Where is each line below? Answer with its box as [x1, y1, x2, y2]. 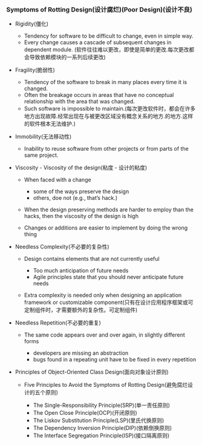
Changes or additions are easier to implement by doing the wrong [24, 224, 188, 231]
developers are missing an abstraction [33, 349, 129, 357]
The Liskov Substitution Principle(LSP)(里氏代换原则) [33, 417, 165, 424]
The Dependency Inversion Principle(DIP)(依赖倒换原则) [33, 424, 172, 432]
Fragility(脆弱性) [15, 67, 56, 74]
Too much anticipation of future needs [33, 267, 129, 274]
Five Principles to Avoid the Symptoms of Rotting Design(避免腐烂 [24, 381, 188, 389]
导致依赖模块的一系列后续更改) [29, 53, 106, 61]
